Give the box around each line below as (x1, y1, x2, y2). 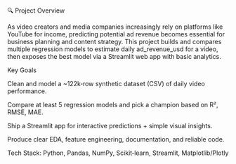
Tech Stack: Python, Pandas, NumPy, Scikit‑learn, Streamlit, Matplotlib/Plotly (7, 149, 229, 157)
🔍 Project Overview (7, 6, 65, 15)
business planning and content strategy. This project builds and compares (7, 38, 222, 46)
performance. (7, 87, 47, 95)
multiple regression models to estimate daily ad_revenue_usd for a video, (7, 45, 218, 53)
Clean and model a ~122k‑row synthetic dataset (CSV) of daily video (7, 80, 205, 88)
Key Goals (7, 66, 37, 74)
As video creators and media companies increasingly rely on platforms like (7, 22, 223, 31)
